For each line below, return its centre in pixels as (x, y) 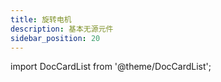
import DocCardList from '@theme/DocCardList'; (111, 67)
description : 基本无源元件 (62, 29)
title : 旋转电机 (41, 19)
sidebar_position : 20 (55, 38)
